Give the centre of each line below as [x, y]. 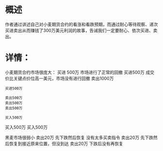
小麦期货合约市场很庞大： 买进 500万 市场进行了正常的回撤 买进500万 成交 [80, 72]
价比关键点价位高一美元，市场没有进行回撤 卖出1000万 [59, 78]
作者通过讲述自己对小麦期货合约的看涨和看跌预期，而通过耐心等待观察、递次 [81, 24]
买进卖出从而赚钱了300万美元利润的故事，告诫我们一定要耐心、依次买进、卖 [81, 30]
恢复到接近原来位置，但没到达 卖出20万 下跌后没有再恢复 [66, 143]
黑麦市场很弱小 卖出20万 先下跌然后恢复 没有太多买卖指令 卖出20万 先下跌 [79, 137]
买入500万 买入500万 [26, 127]
